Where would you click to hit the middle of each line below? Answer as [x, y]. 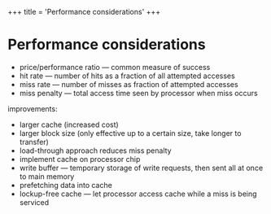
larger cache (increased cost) [69, 124]
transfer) [34, 142]
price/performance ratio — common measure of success [115, 67]
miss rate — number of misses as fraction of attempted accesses [129, 84]
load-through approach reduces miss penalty [95, 151]
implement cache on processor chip [80, 159]
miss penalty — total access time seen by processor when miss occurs [138, 93]
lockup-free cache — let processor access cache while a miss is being [138, 194]
